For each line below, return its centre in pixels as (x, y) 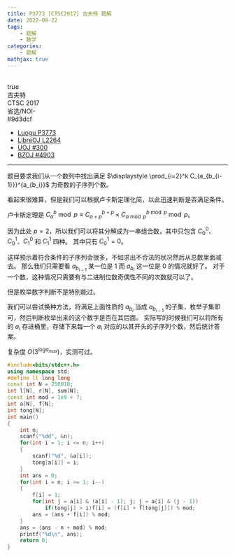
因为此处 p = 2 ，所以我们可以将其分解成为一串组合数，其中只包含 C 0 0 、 (111, 231)
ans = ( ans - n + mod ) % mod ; (64, 528)
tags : (15, 27)
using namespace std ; (39, 372)
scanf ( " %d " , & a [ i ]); (62, 456)
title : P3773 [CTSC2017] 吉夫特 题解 (59, 14)
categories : (24, 46)
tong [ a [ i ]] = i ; (56, 463)
